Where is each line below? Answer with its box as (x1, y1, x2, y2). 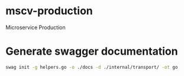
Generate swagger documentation (5, 45, 178, 58)
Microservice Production (5, 24, 66, 31)
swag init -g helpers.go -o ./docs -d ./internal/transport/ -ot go (5, 64, 178, 70)
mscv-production (5, 4, 93, 18)
